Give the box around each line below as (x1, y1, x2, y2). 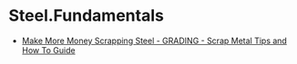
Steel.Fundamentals (8, 5, 165, 26)
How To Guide (21, 44, 76, 55)
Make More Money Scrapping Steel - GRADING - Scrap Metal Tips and (21, 35, 288, 46)
